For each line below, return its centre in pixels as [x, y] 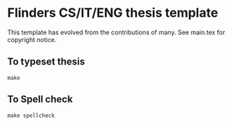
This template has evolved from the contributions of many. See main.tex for [116, 32]
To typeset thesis [46, 62]
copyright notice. [32, 39]
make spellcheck [31, 115]
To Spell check [40, 99]
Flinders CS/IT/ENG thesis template [113, 13]
